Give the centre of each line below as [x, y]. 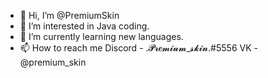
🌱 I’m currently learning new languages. [101, 36]
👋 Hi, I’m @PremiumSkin [69, 15]
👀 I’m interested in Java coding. [84, 26]
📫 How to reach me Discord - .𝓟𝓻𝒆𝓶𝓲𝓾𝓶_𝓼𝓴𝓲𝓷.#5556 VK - [138, 48]
